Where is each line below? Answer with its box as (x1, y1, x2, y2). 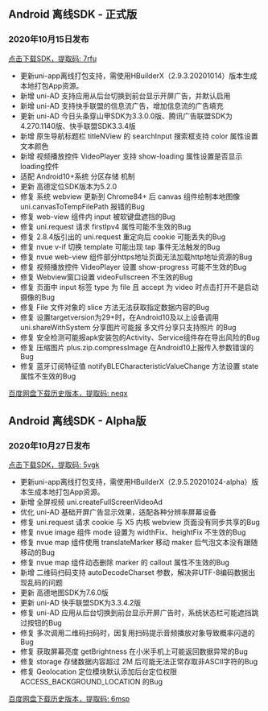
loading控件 (19, 161, 60, 171)
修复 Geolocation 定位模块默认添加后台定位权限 (19, 667, 178, 676)
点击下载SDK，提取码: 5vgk (8, 460, 100, 469)
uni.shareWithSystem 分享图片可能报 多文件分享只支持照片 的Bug (19, 322, 237, 332)
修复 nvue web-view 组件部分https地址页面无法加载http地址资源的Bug (19, 252, 253, 262)
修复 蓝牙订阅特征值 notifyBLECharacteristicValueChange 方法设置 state (19, 361, 259, 370)
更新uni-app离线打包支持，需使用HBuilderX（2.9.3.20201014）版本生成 (19, 71, 258, 81)
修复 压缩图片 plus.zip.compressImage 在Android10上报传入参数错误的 (19, 342, 254, 352)
